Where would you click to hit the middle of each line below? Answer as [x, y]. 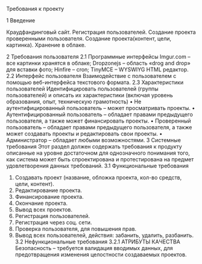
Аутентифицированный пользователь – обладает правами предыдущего [99, 114]
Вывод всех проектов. [44, 210]
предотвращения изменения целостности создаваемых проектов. [101, 254]
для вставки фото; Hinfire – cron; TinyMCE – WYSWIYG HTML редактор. [97, 69]
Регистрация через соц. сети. [53, 222]
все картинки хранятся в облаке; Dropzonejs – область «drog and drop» [99, 63]
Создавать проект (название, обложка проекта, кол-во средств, [98, 177]
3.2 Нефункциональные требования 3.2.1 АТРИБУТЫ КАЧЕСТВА [98, 242]
